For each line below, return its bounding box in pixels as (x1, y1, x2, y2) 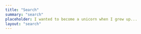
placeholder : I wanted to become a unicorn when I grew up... (5, 16, 137, 21)
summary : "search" (5, 12, 43, 17)
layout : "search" (5, 21, 41, 26)
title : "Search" (5, 7, 39, 12)
